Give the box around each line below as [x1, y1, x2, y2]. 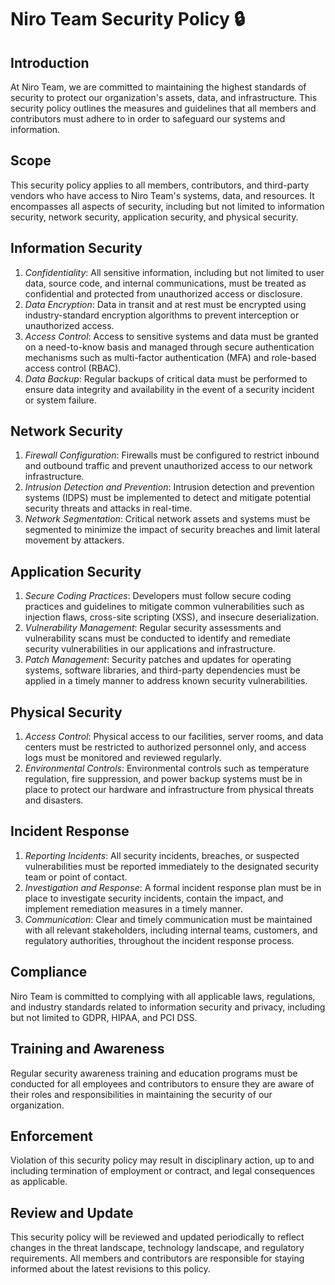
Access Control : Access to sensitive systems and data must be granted [24, 330, 319, 342]
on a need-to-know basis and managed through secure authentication [24, 341, 315, 353]
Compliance [10, 964, 88, 981]
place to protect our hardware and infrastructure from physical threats [24, 784, 315, 796]
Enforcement [10, 1127, 93, 1145]
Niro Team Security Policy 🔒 [10, 8, 246, 31]
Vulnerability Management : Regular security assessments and [24, 622, 282, 634]
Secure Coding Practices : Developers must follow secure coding [24, 590, 292, 602]
